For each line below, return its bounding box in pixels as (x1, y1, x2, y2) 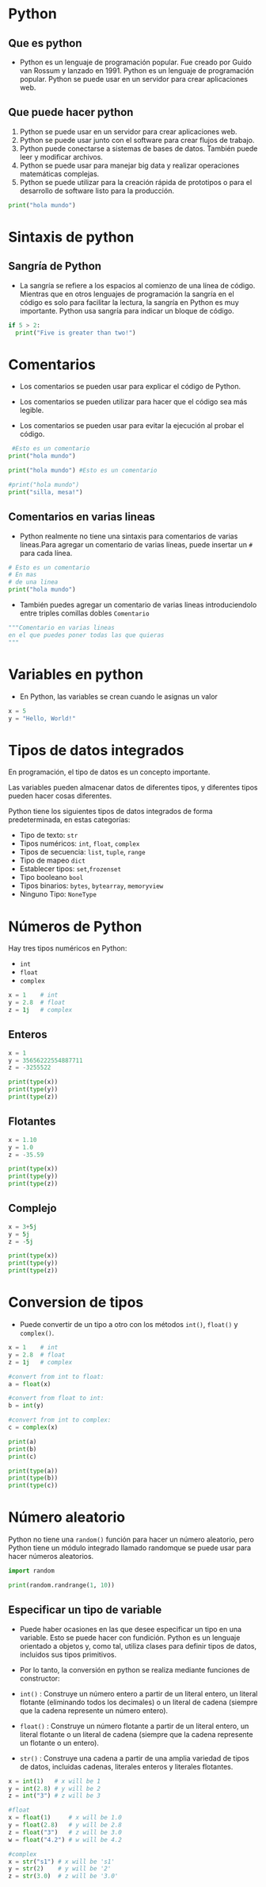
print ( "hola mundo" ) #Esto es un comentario (8, 466, 158, 475)
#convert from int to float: (8, 1372, 104, 1380)
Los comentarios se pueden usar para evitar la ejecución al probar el (19, 421, 244, 430)
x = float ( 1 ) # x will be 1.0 (8, 1814, 123, 1822)
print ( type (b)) (8, 1474, 59, 1482)
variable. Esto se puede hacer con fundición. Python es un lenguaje (19, 1633, 241, 1642)
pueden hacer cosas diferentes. (8, 791, 112, 801)
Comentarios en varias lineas (8, 510, 156, 524)
